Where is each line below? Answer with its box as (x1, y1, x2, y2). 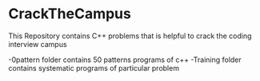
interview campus (8, 39, 67, 48)
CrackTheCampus (8, 5, 132, 23)
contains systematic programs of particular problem (8, 63, 180, 72)
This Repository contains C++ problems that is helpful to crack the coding (8, 31, 252, 40)
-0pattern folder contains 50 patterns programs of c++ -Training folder (8, 55, 242, 64)
